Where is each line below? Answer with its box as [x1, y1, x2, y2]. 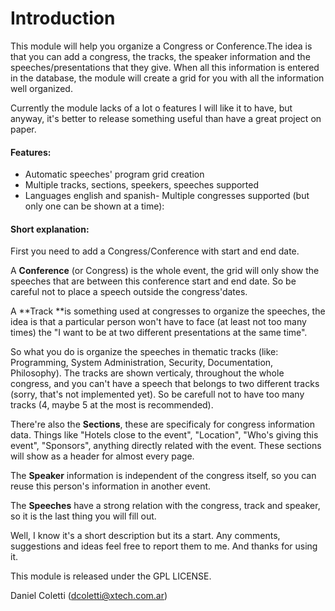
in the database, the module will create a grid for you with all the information [10, 72, 325, 84]
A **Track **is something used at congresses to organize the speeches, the [10, 305, 326, 317]
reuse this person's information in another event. [10, 480, 212, 492]
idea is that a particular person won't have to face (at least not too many [10, 316, 307, 328]
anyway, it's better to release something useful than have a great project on [10, 112, 322, 124]
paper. [10, 123, 37, 135]
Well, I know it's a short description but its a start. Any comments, [10, 530, 281, 542]
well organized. [10, 82, 73, 94]
